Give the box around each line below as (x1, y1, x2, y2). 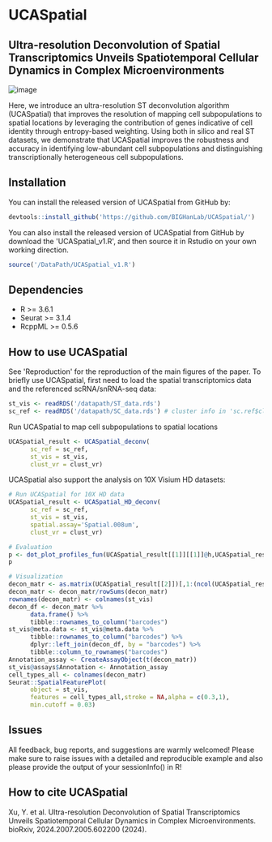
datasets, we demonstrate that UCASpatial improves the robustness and (8, 135, 249, 144)
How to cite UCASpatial (8, 785, 128, 800)
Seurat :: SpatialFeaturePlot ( (8, 678, 107, 686)
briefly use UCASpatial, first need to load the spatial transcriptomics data (8, 376, 253, 385)
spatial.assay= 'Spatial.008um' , (29, 521, 139, 529)
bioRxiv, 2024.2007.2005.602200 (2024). (8, 824, 147, 834)
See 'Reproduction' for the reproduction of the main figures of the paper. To (8, 367, 261, 376)
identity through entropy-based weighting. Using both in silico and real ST (8, 127, 255, 135)
